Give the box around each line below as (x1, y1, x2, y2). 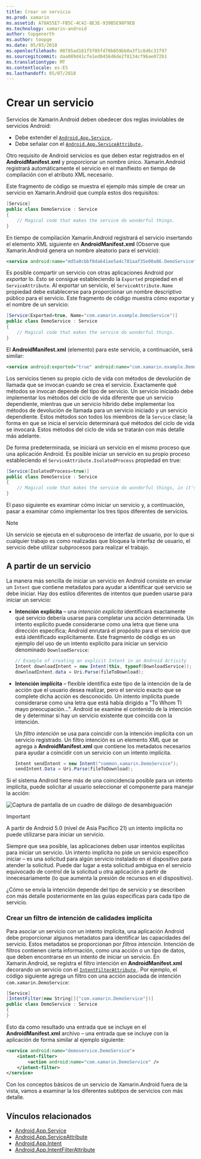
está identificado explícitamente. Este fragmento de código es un (14, 633, 176, 640)
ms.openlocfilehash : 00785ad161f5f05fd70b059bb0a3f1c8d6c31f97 (6, 48, 167, 54)
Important (6, 813, 31, 820)
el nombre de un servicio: (6, 301, 69, 308)
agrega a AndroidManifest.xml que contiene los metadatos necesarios (14, 742, 191, 749)
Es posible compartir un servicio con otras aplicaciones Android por (6, 269, 173, 276)
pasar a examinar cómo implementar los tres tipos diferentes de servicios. (6, 508, 189, 515)
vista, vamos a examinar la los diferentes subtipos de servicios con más (6, 1088, 184, 1095)
